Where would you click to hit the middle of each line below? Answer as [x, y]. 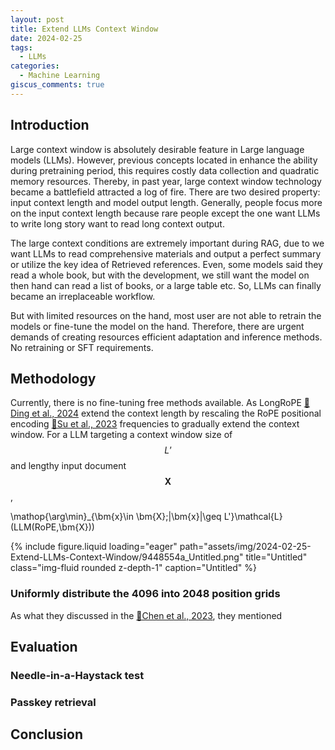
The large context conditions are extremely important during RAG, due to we [167, 243]
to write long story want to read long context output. [117, 223]
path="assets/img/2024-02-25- [245, 547]
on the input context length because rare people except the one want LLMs [165, 213]
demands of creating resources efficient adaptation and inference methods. [166, 337]
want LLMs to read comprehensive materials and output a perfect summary [166, 253]
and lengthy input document [68, 466]
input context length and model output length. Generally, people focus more [166, 202]
